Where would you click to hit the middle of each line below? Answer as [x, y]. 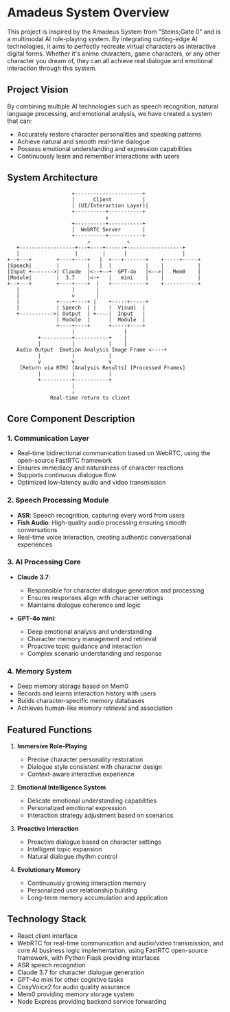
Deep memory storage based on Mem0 [73, 686]
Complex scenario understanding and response [95, 653]
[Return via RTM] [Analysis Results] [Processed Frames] [103, 368]
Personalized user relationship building [82, 890]
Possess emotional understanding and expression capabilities [104, 148]
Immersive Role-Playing [52, 746]
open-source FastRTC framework [64, 461]
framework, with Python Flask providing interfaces [88, 957]
